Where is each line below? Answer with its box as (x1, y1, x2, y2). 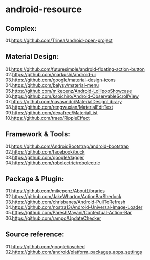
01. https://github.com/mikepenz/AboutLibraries (5, 188, 105, 194)
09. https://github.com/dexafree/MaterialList (5, 109, 98, 116)
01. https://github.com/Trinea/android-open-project (5, 37, 113, 44)
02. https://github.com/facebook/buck (5, 148, 85, 155)
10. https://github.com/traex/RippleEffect (5, 115, 90, 121)
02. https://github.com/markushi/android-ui (5, 71, 96, 77)
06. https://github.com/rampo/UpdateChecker (5, 215, 101, 221)
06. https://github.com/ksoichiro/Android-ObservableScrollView (5, 93, 139, 99)
